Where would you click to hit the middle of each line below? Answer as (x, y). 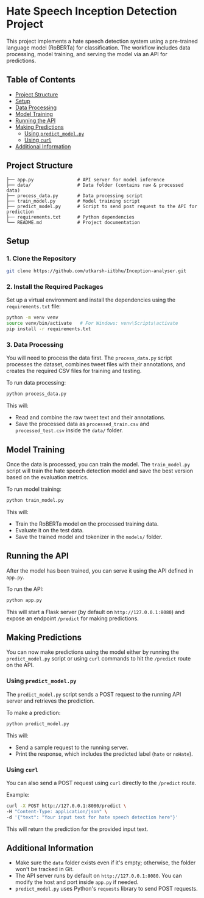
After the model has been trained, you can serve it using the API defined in (100, 570)
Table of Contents (41, 80)
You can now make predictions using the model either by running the (93, 652)
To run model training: (34, 489)
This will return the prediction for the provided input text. (77, 829)
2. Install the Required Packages (55, 287)
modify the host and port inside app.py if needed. (77, 882)
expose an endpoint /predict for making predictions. (72, 618)
